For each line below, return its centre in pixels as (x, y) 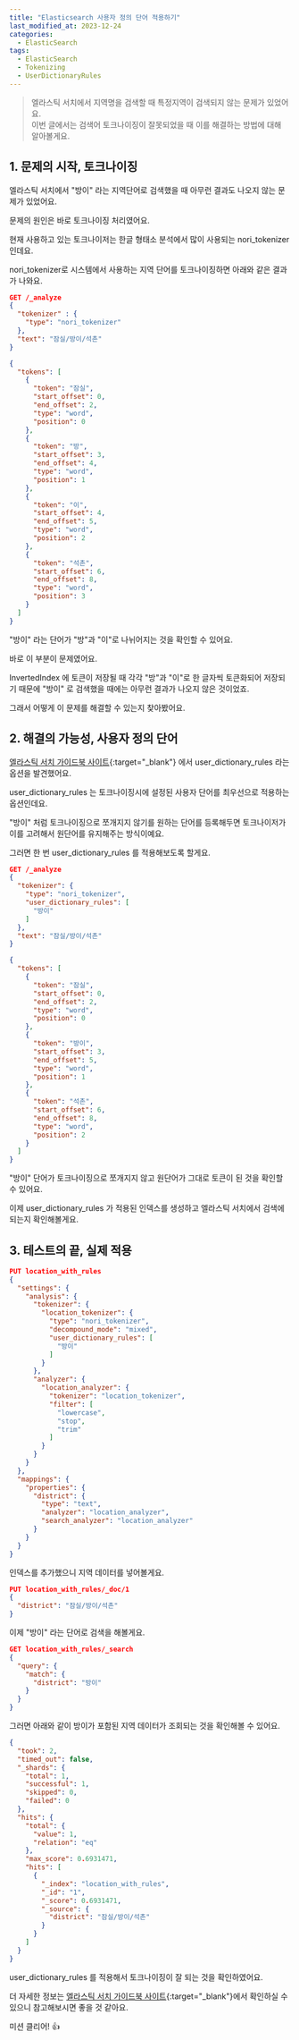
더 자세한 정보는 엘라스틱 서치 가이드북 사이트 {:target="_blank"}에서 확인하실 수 (149, 1996)
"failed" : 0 (47, 1801)
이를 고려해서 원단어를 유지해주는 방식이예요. (87, 834)
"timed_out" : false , (55, 1759)
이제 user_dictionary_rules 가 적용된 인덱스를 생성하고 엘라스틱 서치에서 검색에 (147, 1208)
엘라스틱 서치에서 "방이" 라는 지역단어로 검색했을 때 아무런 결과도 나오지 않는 (143, 190)
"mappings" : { (43, 1479)
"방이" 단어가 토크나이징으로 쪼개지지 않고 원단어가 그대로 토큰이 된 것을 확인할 (146, 1178)
